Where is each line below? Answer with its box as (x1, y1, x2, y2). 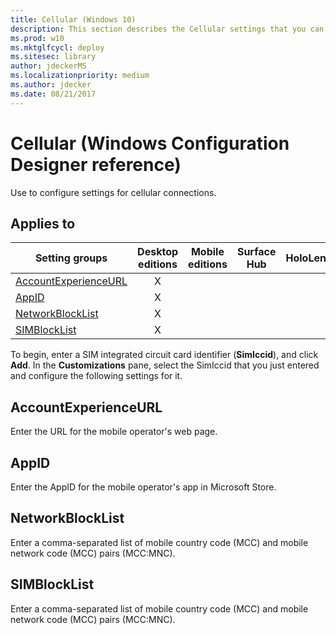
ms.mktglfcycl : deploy (10, 42, 105, 53)
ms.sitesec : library (10, 52, 97, 62)
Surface (236, 245, 277, 259)
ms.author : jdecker (10, 80, 92, 90)
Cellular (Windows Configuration (10, 132, 290, 155)
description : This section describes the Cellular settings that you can (10, 24, 325, 34)
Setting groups (34, 251, 108, 265)
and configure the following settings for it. (10, 370, 183, 382)
